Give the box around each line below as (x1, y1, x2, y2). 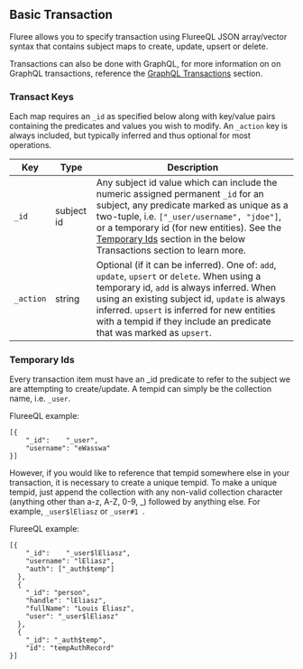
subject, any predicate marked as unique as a (96, 199, 289, 211)
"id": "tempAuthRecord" (25, 644, 115, 653)
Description (166, 162, 219, 174)
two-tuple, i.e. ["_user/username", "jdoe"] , (96, 210, 282, 223)
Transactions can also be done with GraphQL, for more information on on (9, 58, 281, 69)
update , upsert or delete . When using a (96, 270, 262, 283)
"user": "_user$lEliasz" (25, 612, 119, 621)
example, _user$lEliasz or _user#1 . (9, 506, 145, 517)
